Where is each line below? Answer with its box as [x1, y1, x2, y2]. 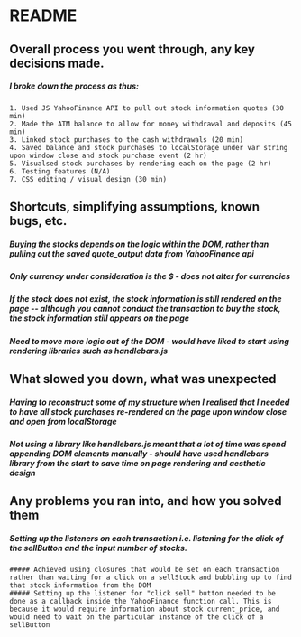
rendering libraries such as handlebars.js [9, 345, 169, 356]
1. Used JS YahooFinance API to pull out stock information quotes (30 [9, 103, 284, 113]
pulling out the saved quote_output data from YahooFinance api [9, 248, 255, 258]
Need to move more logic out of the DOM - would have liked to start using [9, 335, 290, 346]
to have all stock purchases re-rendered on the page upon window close [9, 406, 287, 417]
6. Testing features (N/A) [9, 166, 111, 176]
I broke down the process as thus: [9, 80, 140, 91]
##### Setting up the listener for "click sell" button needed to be [9, 589, 277, 598]
